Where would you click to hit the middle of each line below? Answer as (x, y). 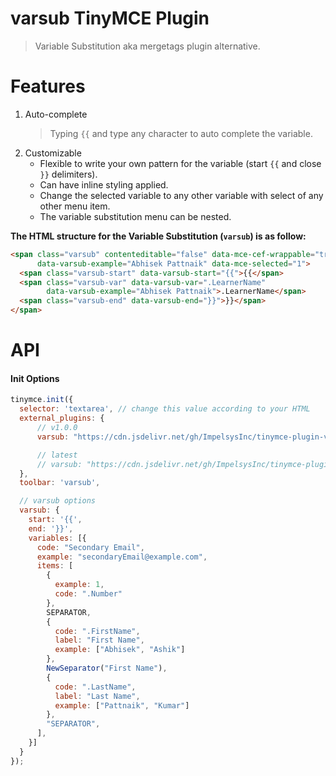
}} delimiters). (68, 174)
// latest (57, 455)
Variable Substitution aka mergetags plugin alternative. (147, 46)
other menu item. (75, 206)
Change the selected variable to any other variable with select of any (181, 195)
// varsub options (58, 501)
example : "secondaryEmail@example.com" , (122, 557)
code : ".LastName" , (95, 687)
